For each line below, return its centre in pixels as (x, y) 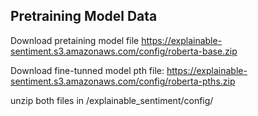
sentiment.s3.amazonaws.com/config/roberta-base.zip (124, 51)
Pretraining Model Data (84, 16)
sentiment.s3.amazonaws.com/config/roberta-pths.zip (123, 81)
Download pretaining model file (75, 40)
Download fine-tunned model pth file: (87, 70)
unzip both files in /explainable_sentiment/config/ (112, 100)
